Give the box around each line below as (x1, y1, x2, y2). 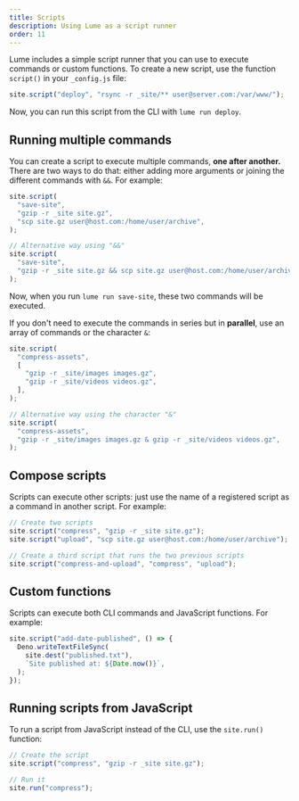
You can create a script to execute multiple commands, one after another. (9, 156, 281, 167)
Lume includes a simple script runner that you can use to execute (9, 54, 249, 65)
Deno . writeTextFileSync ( (17, 643, 109, 652)
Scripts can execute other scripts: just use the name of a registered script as (9, 491, 290, 502)
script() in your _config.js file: (9, 73, 126, 84)
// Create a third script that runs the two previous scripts (9, 550, 245, 560)
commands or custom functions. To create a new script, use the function (9, 63, 276, 74)
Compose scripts (9, 467, 107, 483)
